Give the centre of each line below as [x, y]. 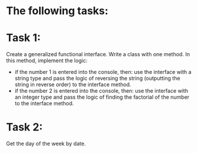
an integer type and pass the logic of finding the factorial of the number [102, 97]
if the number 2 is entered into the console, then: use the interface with [101, 91]
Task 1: [23, 38]
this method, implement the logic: [47, 61]
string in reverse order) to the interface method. [73, 84]
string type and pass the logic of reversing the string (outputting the [97, 79]
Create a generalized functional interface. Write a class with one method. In [98, 54]
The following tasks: [57, 11]
